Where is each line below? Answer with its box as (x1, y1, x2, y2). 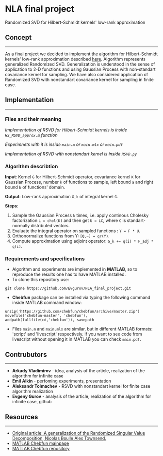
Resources (5, 413, 38, 421)
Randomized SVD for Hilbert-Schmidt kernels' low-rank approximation (5, 19, 146, 25)
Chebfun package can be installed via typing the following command (12, 295, 150, 300)
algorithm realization (12, 389, 53, 394)
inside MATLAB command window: (12, 299, 82, 306)
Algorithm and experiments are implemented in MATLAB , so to (12, 267, 137, 272)
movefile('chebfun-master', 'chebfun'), (5, 314, 88, 318)
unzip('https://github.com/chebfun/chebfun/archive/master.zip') (5, 309, 140, 314)
